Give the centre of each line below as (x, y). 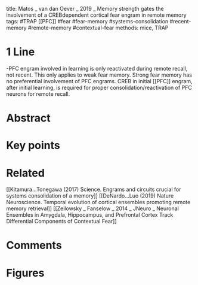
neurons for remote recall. (38, 94)
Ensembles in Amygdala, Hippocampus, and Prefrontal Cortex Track (90, 215)
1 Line (21, 52)
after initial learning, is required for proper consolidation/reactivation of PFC (99, 87)
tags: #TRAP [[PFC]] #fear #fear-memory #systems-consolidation (87, 21)
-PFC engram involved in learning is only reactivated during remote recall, (97, 68)
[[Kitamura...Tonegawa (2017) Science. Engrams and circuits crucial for (94, 190)
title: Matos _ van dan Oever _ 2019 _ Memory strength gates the (85, 9)
